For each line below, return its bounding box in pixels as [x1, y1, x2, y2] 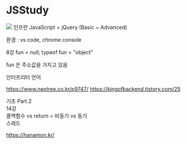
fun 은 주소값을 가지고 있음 [6, 61, 68, 68]
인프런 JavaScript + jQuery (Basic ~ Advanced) [13, 24, 127, 31]
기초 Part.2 [6, 98, 32, 105]
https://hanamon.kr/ [6, 131, 55, 138]
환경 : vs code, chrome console [6, 36, 82, 43]
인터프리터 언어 [6, 73, 41, 81]
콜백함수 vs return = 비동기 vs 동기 [6, 112, 87, 119]
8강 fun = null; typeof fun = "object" [6, 48, 93, 56]
